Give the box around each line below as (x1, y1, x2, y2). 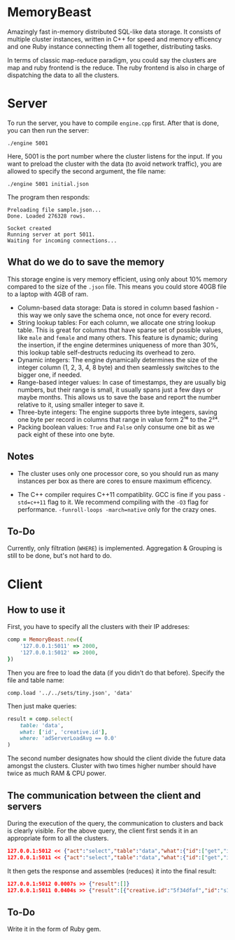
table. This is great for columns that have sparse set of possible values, (17, 326, 224, 334)
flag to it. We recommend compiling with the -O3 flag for (48, 498, 208, 506)
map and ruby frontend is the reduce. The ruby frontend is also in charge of (7, 63, 225, 72)
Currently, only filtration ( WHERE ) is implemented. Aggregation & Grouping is (7, 544, 222, 552)
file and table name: (7, 675, 64, 684)
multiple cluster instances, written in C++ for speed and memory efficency (7, 34, 222, 43)
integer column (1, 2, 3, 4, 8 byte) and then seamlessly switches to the (17, 363, 220, 371)
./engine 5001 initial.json (7, 180, 90, 187)
